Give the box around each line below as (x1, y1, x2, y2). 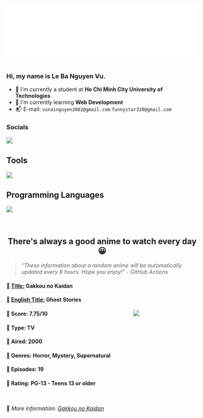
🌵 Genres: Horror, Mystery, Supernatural (6, 352, 111, 359)
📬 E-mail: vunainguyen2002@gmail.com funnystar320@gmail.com (15, 105, 172, 113)
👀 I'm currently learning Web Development (15, 99, 123, 106)
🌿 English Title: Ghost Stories (6, 296, 82, 304)
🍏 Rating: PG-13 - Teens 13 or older (6, 379, 96, 387)
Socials (6, 123, 29, 131)
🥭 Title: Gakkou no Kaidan (6, 282, 73, 290)
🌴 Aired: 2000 (6, 338, 43, 345)
